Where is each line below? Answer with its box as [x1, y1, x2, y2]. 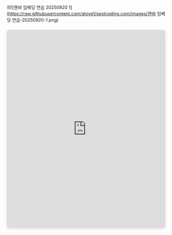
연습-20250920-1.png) [12, 17, 59, 23]
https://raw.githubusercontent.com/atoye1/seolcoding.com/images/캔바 [8, 11, 156, 17]
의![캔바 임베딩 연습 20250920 [7, 5, 68, 10]
